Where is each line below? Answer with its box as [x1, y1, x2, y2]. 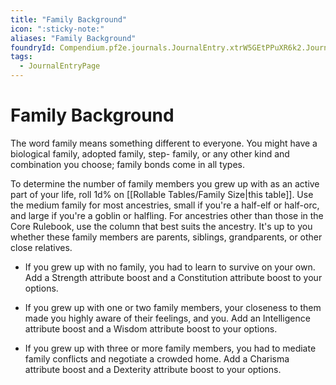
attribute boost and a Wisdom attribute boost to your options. [24, 322, 278, 335]
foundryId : [10, 42, 56, 53]
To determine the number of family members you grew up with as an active [10, 177, 320, 190]
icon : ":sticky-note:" [10, 24, 105, 34]
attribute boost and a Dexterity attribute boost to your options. [24, 363, 282, 375]
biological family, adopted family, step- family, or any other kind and [10, 147, 290, 160]
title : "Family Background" [10, 14, 128, 25]
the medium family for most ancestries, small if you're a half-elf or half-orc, [10, 199, 320, 211]
